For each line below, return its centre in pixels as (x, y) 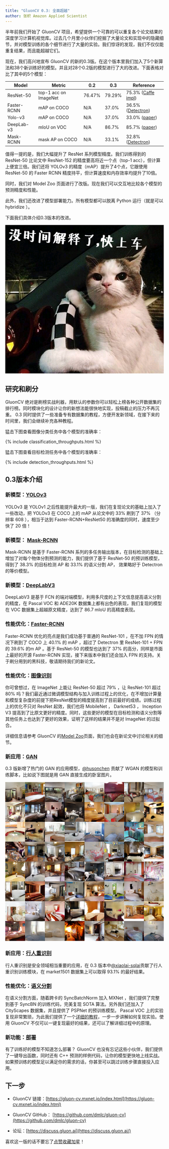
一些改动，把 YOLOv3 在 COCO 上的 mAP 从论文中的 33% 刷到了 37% (78, 513)
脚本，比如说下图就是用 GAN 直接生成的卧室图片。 (62, 775)
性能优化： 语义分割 (28, 986)
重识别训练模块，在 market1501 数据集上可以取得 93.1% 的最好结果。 (76, 972)
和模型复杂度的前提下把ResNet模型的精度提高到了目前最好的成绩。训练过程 (83, 700)
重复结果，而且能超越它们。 (34, 50)
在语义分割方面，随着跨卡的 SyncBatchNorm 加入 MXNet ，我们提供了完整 (82, 998)
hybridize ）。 (19, 207)
